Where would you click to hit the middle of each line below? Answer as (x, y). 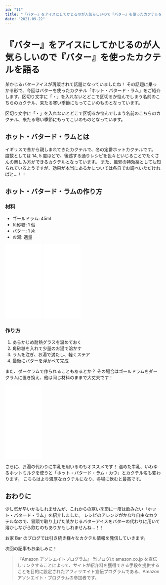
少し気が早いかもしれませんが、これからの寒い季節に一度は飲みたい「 (77, 509)
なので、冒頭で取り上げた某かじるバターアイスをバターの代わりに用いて (87, 521)
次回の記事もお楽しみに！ (31, 548)
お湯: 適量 (22, 237)
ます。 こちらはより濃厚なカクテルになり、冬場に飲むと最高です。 (77, 479)
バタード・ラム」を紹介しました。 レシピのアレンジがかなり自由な (81, 515)
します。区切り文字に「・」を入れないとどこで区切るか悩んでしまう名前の (81, 97)
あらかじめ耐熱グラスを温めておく (47, 342)
